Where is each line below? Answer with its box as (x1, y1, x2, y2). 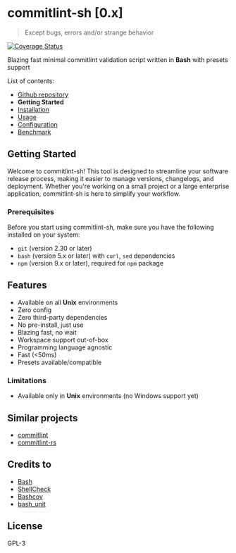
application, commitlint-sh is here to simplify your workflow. (7, 189, 181, 198)
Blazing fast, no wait (17, 328, 77, 336)
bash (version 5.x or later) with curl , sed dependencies (17, 251, 175, 260)
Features (7, 280, 47, 292)
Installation (17, 105, 50, 113)
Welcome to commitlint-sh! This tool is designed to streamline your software (7, 167, 229, 175)
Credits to (7, 459, 51, 471)
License (7, 520, 43, 533)
